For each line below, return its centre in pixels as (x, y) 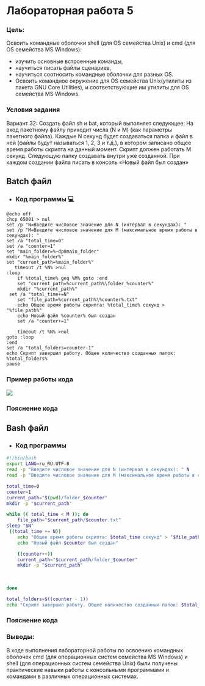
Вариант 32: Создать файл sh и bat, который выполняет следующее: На (100, 123)
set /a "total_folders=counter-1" (50, 348)
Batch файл (29, 181)
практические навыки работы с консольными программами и (88, 669)
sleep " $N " (20, 526)
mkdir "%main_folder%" (35, 257)
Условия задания (33, 110)
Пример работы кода (40, 379)
